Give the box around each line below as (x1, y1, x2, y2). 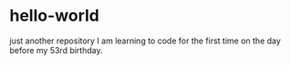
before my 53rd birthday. (9, 44, 103, 55)
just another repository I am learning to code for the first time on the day (9, 35, 281, 46)
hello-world (9, 5, 100, 26)
